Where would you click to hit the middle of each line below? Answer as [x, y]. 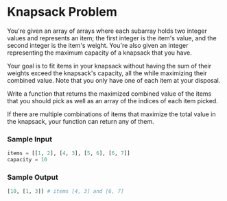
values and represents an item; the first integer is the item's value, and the [112, 38]
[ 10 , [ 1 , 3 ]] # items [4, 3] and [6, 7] [66, 191]
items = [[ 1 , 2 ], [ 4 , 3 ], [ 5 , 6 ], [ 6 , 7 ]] [69, 153]
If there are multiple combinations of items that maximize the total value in [111, 114]
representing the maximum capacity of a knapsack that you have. [99, 53]
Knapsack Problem [62, 12]
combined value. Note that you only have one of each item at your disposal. [114, 80]
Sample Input [30, 139]
